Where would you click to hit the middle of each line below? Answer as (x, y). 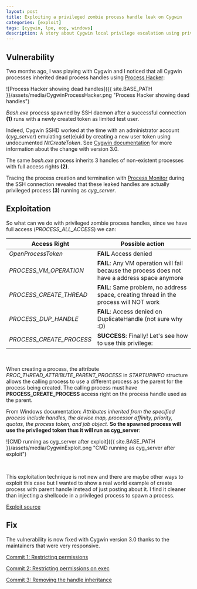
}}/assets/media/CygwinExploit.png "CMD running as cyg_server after (91, 448)
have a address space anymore (140, 277)
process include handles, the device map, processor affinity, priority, (89, 418)
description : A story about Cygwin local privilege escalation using (93, 33)
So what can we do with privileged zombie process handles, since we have (97, 223)
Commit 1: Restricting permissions (47, 557)
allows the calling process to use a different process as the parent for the (94, 381)
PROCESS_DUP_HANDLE (44, 319)
